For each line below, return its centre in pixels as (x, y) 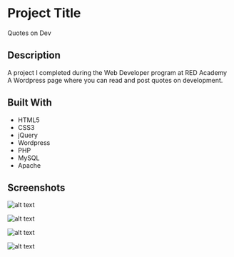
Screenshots (36, 187)
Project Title (44, 13)
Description (34, 55)
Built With (30, 102)
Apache (29, 165)
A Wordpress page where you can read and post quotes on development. (115, 80)
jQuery (27, 135)
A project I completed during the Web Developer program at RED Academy (117, 72)
